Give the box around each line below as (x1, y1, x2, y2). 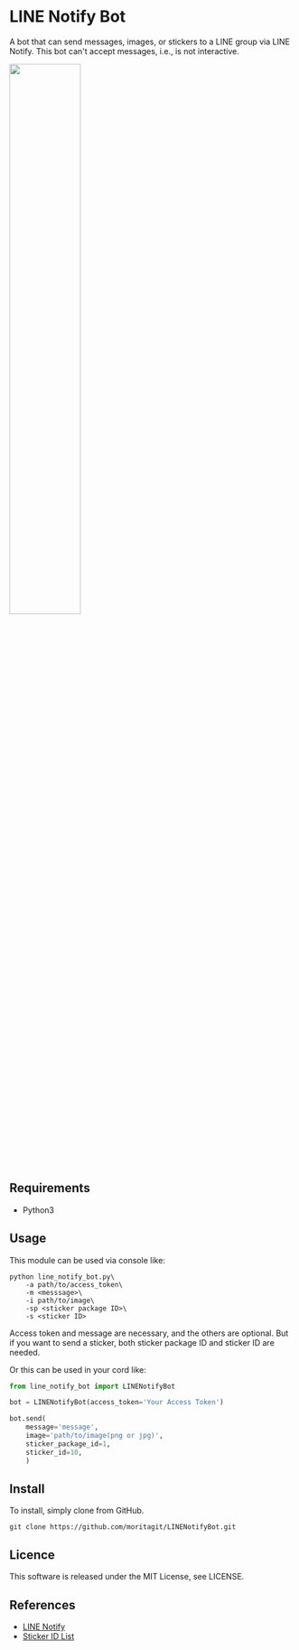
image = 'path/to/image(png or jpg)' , (25, 1431, 164, 1440)
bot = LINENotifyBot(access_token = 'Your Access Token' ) (9, 1398, 224, 1407)
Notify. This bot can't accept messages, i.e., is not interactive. (9, 45, 239, 56)
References (9, 1597, 76, 1613)
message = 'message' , (25, 1422, 99, 1432)
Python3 (22, 1204, 54, 1216)
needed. (9, 1347, 41, 1357)
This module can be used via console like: (9, 1254, 165, 1265)
